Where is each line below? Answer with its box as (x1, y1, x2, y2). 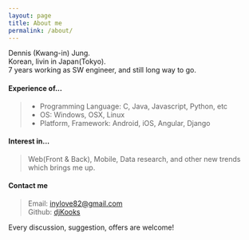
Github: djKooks (27, 207, 81, 216)
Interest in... (8, 136, 50, 146)
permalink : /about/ (8, 26, 73, 34)
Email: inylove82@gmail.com (27, 199, 123, 208)
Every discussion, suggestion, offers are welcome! (8, 222, 175, 232)
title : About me (8, 19, 62, 27)
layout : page (8, 11, 52, 20)
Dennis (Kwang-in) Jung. (8, 49, 90, 58)
